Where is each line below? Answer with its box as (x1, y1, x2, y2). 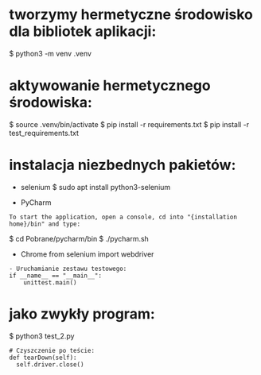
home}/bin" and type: (9, 220, 81, 228)
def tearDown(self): (9, 354, 78, 361)
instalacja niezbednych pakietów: (9, 157, 236, 174)
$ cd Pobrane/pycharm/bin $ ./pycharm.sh (9, 234, 150, 243)
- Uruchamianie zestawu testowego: (9, 265, 127, 273)
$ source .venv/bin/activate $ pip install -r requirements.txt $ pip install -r (9, 119, 250, 129)
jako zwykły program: (9, 305, 156, 323)
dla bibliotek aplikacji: (9, 22, 157, 41)
